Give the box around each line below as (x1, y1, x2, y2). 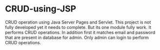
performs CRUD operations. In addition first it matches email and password (5, 29, 156, 35)
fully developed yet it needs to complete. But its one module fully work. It (5, 24, 152, 30)
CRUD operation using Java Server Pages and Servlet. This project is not (5, 19, 151, 25)
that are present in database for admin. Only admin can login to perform (5, 35, 149, 40)
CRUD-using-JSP (5, 3, 76, 14)
